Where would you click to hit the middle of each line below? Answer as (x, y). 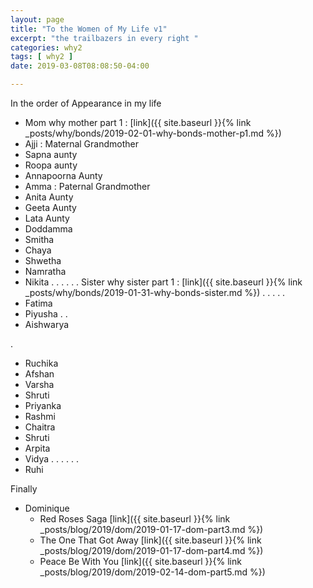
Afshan (39, 374)
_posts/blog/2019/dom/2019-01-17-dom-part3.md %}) (151, 529)
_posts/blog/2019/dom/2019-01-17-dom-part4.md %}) (151, 550)
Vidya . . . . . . (51, 459)
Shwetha (43, 260)
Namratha (45, 271)
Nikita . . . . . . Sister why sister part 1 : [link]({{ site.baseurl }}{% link (163, 282)
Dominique (47, 508)
